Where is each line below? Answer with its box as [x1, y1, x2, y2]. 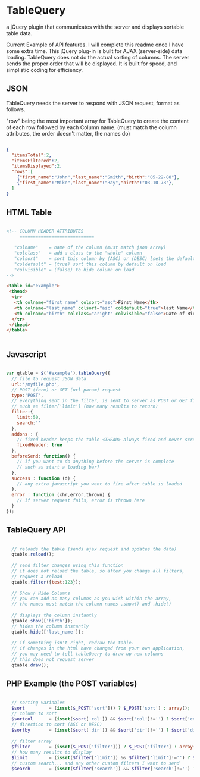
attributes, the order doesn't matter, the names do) [6, 130, 130, 137]
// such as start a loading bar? [17, 464, 100, 470]
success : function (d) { [11, 475, 76, 481]
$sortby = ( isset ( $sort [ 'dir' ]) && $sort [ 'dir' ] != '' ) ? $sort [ [11, 727, 188, 733]
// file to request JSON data [11, 375, 86, 381]
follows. [6, 105, 26, 113]
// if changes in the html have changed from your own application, [11, 646, 185, 651]
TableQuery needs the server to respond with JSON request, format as [6, 99, 180, 106]
